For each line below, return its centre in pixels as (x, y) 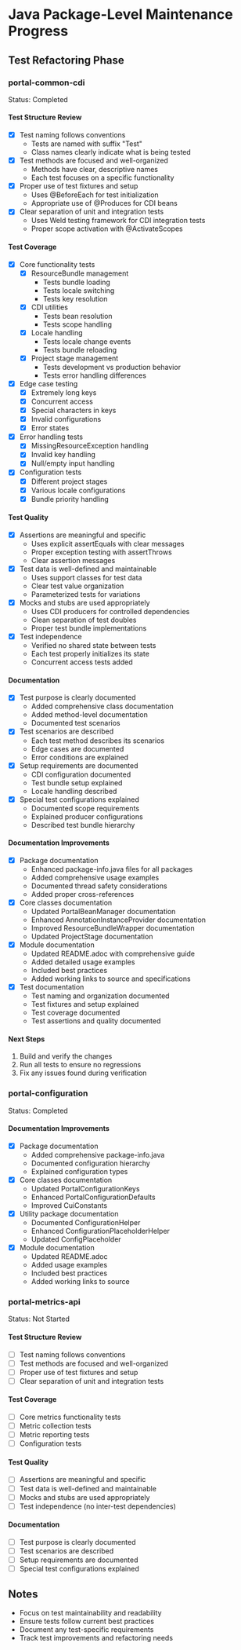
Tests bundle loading (77, 282)
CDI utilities (50, 307)
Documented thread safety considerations (99, 886)
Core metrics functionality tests (70, 1417)
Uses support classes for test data (86, 578)
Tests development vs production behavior (112, 367)
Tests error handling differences (95, 375)
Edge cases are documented (77, 748)
